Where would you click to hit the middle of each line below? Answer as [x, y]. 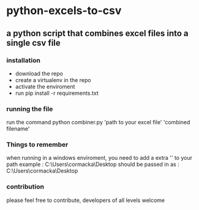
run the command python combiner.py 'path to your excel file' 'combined [98, 122]
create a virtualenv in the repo [53, 80]
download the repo [39, 73]
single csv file [34, 43]
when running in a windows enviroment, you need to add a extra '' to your [99, 158]
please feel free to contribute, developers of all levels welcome [86, 200]
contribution [25, 187]
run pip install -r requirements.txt [57, 93]
